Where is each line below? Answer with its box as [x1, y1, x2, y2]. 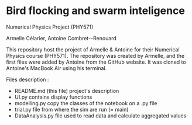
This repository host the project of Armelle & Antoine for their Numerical [6, 46, 180, 53]
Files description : [6, 76, 49, 83]
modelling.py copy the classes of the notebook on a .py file [14, 99, 157, 106]
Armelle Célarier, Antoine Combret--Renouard [6, 34, 117, 41]
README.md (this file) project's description [14, 87, 119, 94]
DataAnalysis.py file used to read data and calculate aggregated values [14, 112, 187, 119]
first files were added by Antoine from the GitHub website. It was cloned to [6, 58, 186, 65]
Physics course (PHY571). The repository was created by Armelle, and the [6, 52, 185, 59]
